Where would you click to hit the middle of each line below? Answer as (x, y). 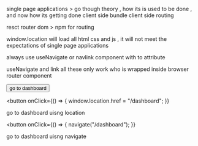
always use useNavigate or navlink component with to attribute (86, 57)
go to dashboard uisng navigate (47, 136)
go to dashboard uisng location (46, 113)
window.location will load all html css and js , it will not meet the (87, 39)
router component (29, 75)
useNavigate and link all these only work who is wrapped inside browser (97, 69)
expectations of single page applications (58, 46)
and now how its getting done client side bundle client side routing (90, 15)
